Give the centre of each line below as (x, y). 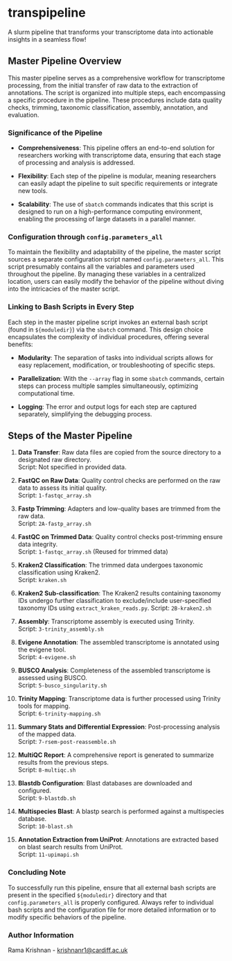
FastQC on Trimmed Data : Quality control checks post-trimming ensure (120, 537)
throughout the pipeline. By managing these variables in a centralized (107, 274)
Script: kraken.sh (42, 580)
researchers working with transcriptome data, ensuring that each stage (119, 155)
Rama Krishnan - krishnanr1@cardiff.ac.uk (68, 950)
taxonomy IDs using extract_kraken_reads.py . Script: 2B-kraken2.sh (115, 608)
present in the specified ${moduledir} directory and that (87, 895)
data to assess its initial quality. (62, 488)
